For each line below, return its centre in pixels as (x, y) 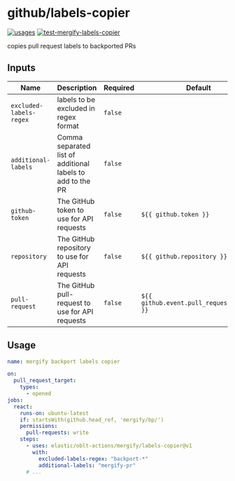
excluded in (76, 108)
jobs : (15, 400)
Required (119, 88)
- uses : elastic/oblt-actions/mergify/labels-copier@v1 (109, 446)
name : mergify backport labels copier (64, 361)
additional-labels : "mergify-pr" (87, 465)
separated (74, 146)
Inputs (22, 68)
